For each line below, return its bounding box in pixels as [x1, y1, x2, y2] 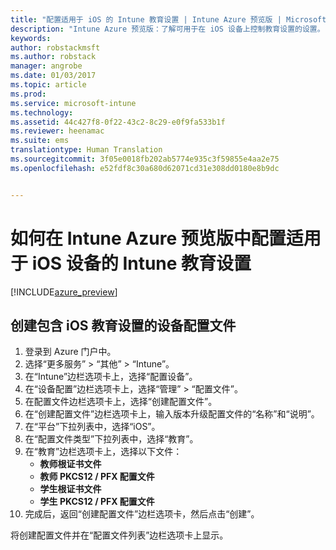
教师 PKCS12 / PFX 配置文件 [39, 471, 155, 483]
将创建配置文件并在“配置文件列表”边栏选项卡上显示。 [10, 529, 229, 541]
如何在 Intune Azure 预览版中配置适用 [10, 227, 322, 250]
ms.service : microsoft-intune [10, 98, 137, 108]
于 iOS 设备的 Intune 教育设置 [10, 252, 252, 275]
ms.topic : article [10, 80, 87, 90]
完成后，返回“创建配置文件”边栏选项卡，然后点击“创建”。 [24, 508, 260, 520]
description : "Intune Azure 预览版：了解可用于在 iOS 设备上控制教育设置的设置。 [10, 24, 325, 34]
